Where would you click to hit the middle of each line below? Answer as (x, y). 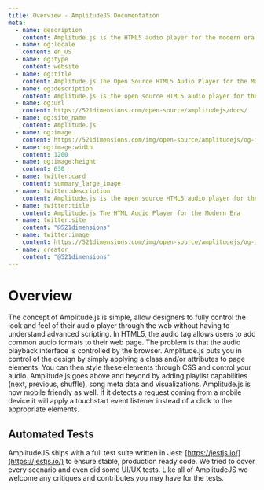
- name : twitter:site (51, 220)
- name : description (49, 30)
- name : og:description (54, 88)
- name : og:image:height (56, 162)
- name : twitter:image (52, 235)
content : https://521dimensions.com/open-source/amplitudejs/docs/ (135, 111)
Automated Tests (51, 434)
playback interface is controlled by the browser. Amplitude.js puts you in (125, 351)
